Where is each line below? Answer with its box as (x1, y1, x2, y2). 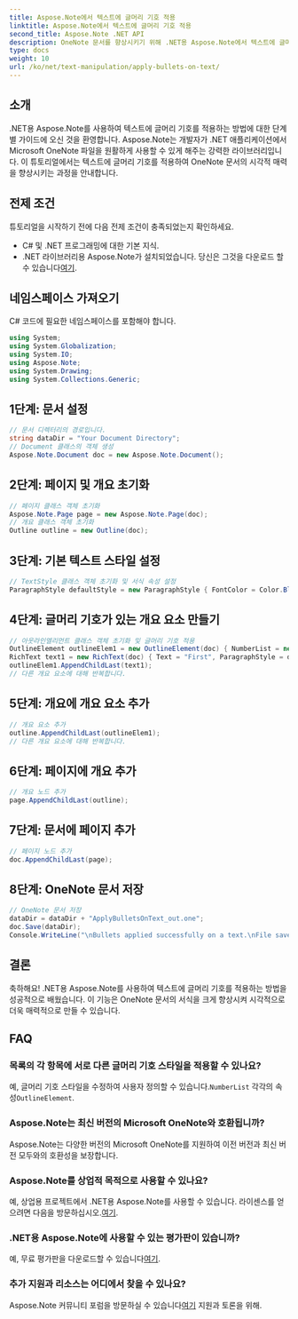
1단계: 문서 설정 (9, 401, 89, 417)
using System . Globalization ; (9, 342, 117, 351)
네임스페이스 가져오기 (9, 290, 120, 306)
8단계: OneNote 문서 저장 (9, 881, 145, 897)
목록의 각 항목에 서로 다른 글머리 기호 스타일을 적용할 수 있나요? (9, 1059, 262, 1071)
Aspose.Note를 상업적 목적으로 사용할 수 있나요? (9, 1174, 208, 1187)
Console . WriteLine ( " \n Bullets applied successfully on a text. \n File (9, 930, 272, 940)
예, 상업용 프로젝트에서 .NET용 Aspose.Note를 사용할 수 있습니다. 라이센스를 (9, 1196, 275, 1206)
